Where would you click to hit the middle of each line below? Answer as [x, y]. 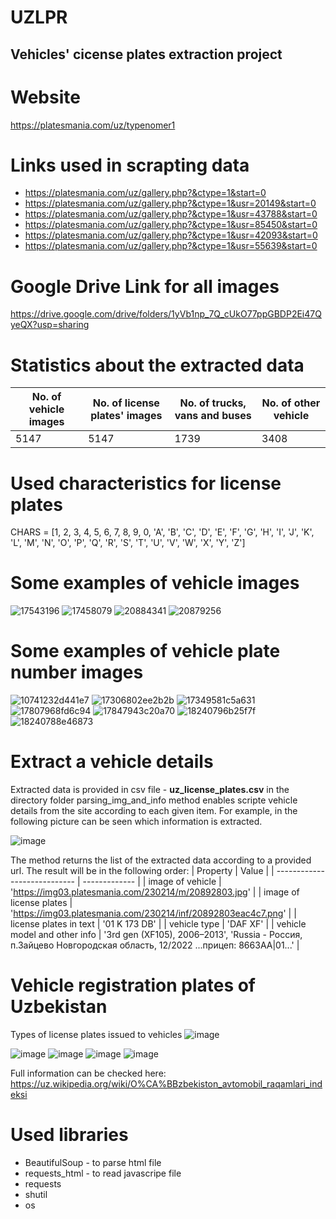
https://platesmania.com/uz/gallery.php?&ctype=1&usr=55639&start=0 [171, 246]
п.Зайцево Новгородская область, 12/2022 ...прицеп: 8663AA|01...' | [155, 945]
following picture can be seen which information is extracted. [136, 822]
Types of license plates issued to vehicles [96, 1035]
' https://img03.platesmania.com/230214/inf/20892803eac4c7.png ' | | [153, 913]
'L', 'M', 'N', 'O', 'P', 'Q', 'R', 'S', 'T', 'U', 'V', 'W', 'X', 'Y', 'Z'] [128, 543]
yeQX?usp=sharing [50, 325]
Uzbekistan [59, 1007]
